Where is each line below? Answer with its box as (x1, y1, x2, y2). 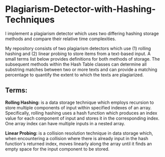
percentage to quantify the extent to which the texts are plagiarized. (5, 72, 144, 78)
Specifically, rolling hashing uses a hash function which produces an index (5, 110, 158, 116)
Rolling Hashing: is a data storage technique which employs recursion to (5, 99, 154, 105)
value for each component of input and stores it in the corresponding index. (5, 115, 160, 121)
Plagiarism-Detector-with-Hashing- (5, 3, 156, 15)
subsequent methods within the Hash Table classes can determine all (5, 61, 147, 67)
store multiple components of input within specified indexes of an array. (5, 104, 152, 110)
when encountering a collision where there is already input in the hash (5, 135, 149, 141)
